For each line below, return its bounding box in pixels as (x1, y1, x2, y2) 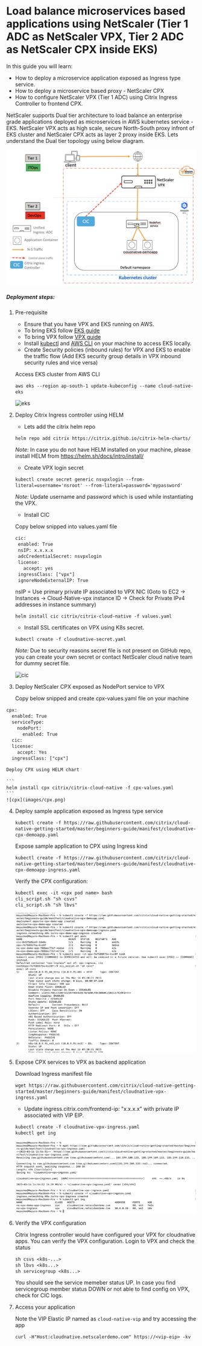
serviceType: (11, 719, 45, 725)
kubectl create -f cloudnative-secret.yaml (14, 636, 127, 642)
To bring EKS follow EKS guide (24, 327, 100, 334)
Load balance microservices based (6, 4, 186, 18)
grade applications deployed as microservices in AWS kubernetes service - (6, 118, 194, 125)
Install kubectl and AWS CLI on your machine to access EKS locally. (24, 340, 192, 347)
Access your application (14, 1304, 75, 1311)
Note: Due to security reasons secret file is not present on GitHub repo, (14, 646, 192, 654)
